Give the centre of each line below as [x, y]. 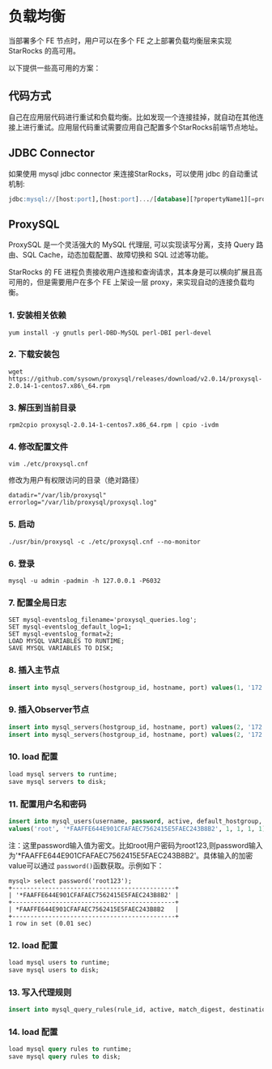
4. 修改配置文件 [38, 447]
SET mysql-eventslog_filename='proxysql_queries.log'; [103, 620]
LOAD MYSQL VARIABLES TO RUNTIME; [67, 641]
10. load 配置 [33, 756]
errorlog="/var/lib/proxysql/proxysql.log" [83, 503]
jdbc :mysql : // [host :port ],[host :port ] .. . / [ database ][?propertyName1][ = [132, 199]
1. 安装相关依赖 [38, 315]
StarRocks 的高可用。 [45, 50]
